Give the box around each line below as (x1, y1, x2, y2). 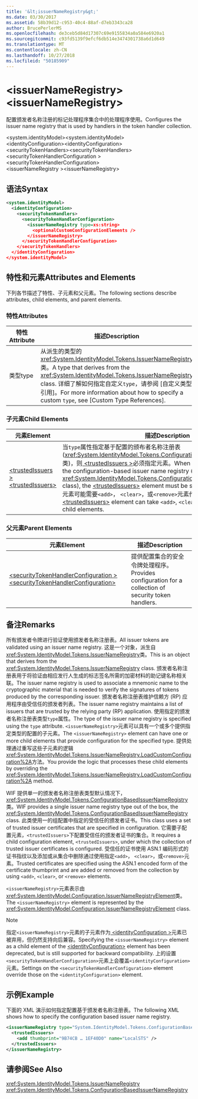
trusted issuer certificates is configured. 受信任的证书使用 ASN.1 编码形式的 (6, 845, 189, 852)
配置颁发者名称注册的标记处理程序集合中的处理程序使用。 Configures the (6, 116, 181, 123)
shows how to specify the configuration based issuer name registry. (6, 1013, 171, 1020)
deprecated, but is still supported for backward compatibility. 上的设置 (6, 950, 177, 957)
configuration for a (131, 576, 183, 584)
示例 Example (6, 989, 54, 999)
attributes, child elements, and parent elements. (6, 296, 122, 303)
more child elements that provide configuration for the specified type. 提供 (6, 737, 187, 744)
